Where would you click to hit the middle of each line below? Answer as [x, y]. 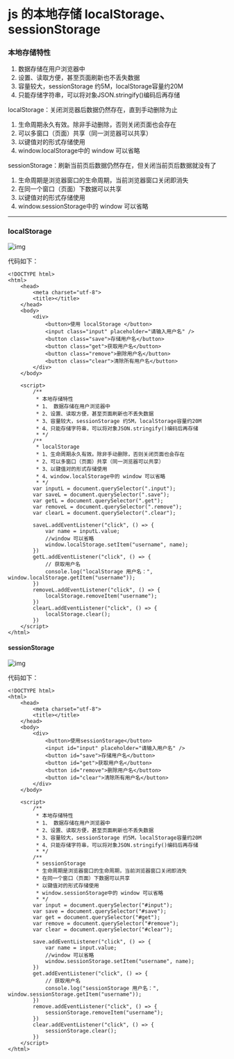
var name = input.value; [81, 948]
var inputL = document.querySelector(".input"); [105, 488]
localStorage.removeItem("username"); [101, 596]
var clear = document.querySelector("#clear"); [103, 930]
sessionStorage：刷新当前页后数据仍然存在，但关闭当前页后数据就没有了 [112, 166]
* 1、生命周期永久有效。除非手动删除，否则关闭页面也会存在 [110, 454]
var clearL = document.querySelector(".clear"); [105, 513]
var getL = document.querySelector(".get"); [98, 501]
